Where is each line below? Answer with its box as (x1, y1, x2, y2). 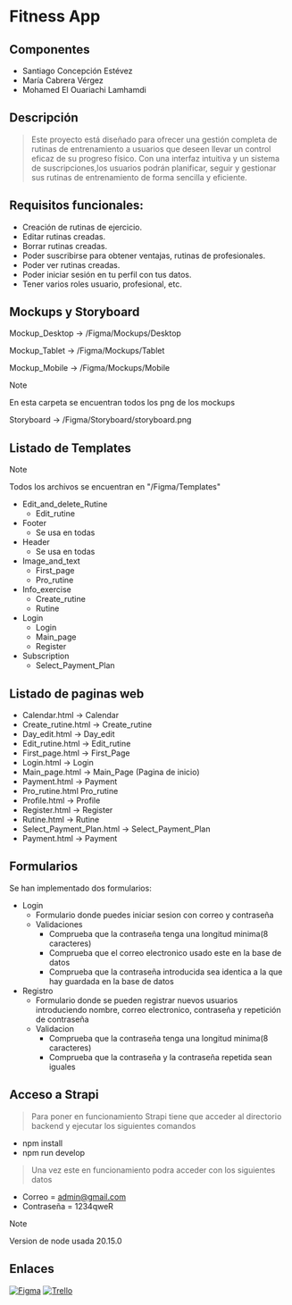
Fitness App (9, 6, 101, 27)
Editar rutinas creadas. (21, 230, 105, 242)
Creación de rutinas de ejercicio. (21, 222, 143, 232)
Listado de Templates (9, 440, 132, 456)
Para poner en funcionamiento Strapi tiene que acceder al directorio (30, 1110, 282, 1122)
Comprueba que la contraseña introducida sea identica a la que (48, 966, 283, 977)
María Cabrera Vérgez (21, 75, 104, 86)
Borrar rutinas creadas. (21, 240, 108, 251)
